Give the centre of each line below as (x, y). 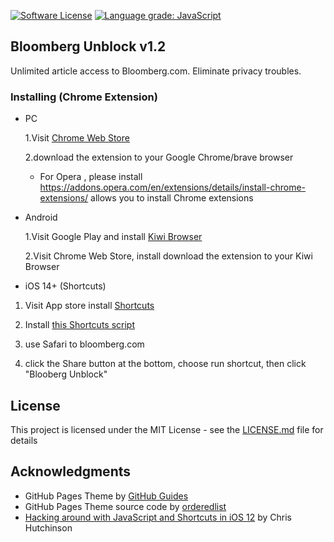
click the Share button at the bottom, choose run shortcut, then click (165, 364)
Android (41, 217)
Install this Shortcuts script (80, 325)
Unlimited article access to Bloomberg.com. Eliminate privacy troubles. (156, 71)
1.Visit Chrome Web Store (77, 138)
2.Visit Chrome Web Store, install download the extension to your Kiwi (168, 256)
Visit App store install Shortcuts (89, 306)
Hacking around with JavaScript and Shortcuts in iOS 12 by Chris (158, 517)
